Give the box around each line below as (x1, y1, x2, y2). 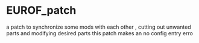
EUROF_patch (6, 4, 77, 17)
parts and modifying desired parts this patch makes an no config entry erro (6, 29, 193, 36)
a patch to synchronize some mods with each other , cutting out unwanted (6, 23, 191, 30)
